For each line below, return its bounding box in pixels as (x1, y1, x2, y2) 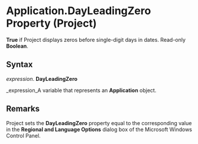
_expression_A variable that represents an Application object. (6, 87, 157, 94)
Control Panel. (6, 132, 41, 139)
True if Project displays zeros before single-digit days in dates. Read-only (6, 36, 186, 43)
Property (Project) (6, 17, 97, 30)
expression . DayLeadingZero (6, 75, 78, 82)
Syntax (6, 60, 33, 70)
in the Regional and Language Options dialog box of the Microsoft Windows (6, 126, 192, 133)
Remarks (6, 104, 40, 114)
